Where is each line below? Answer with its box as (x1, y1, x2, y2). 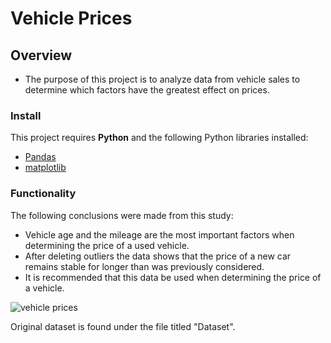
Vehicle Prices (10, 7, 133, 30)
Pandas (24, 151, 57, 163)
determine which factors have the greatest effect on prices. (24, 84, 270, 96)
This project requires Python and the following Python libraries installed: (10, 132, 309, 144)
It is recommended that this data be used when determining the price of (24, 271, 322, 283)
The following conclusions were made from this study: (10, 209, 234, 221)
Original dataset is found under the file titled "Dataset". (10, 320, 236, 332)
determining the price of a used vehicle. (24, 239, 190, 251)
